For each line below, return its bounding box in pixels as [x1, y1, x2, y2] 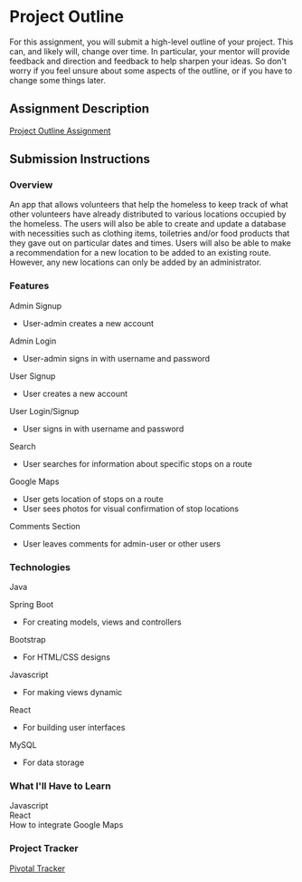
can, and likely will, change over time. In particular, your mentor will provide [9, 45, 291, 56]
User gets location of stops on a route [22, 493, 165, 504]
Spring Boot [9, 599, 54, 610]
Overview [9, 179, 53, 191]
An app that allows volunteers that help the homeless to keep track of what [9, 199, 288, 210]
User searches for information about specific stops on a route [22, 458, 253, 469]
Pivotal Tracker [9, 863, 66, 874]
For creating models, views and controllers [22, 616, 183, 627]
